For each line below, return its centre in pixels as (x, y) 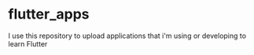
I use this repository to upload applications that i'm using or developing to (127, 36)
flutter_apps (49, 14)
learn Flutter (28, 43)
